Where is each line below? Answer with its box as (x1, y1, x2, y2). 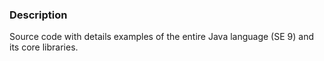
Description (9, 8, 68, 22)
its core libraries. (9, 41, 79, 53)
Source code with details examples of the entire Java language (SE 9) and (9, 31, 314, 43)
